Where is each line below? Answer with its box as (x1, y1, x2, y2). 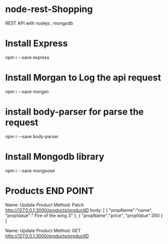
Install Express (5, 38, 68, 49)
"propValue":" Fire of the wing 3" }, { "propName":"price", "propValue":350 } (5, 212, 163, 218)
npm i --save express (5, 54, 50, 60)
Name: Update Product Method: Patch (5, 202, 84, 208)
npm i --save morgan (5, 88, 49, 94)
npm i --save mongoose (5, 167, 55, 174)
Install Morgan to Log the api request (5, 72, 161, 83)
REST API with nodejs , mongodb (5, 20, 74, 26)
